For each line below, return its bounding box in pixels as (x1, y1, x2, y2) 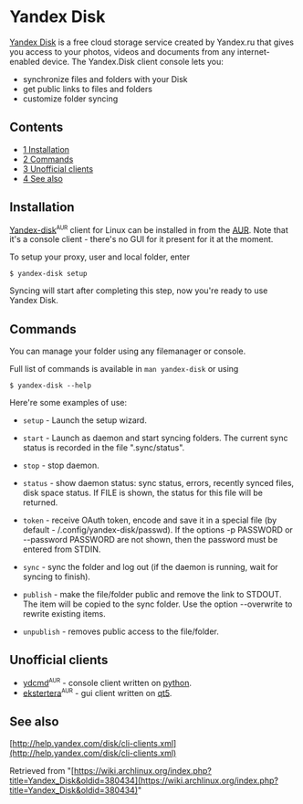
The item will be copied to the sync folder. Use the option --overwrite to (22, 598, 293, 609)
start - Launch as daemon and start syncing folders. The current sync (22, 432, 288, 444)
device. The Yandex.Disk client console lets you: (41, 56, 224, 67)
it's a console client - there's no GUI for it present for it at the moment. (9, 234, 274, 245)
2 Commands (22, 153, 74, 164)
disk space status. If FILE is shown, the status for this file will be (22, 487, 263, 499)
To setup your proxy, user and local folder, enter (9, 251, 190, 262)
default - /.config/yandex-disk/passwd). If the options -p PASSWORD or (22, 524, 294, 535)
